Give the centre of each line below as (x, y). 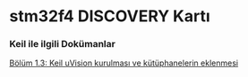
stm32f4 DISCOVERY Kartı (110, 16)
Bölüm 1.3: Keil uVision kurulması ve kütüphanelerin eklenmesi (124, 63)
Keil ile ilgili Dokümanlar (63, 44)
